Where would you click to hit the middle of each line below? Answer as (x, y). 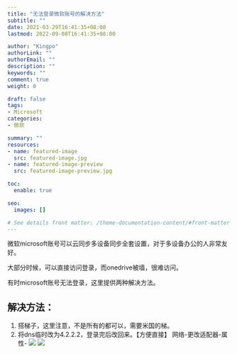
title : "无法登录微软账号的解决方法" (56, 14)
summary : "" (25, 138)
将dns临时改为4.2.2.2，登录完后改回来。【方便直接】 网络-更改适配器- (120, 335)
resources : (23, 145)
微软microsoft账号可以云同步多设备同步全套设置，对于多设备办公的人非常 (115, 244)
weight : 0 (22, 86)
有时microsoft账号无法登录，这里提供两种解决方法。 (83, 283)
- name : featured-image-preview (55, 165)
